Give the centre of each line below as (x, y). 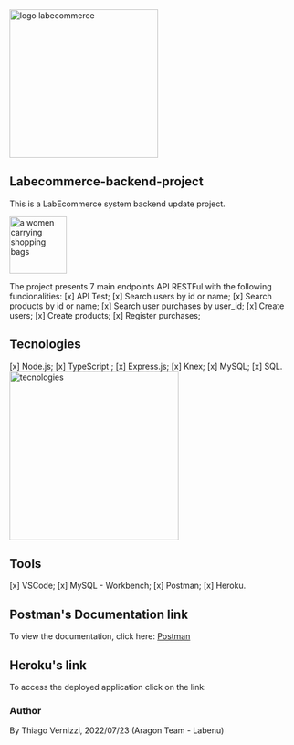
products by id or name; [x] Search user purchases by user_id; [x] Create (147, 306)
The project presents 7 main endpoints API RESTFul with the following (141, 286)
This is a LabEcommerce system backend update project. (117, 204)
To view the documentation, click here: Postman (100, 636)
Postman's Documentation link (99, 614)
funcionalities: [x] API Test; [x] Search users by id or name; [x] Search (141, 296)
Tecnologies (45, 345)
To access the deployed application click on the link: (108, 687)
